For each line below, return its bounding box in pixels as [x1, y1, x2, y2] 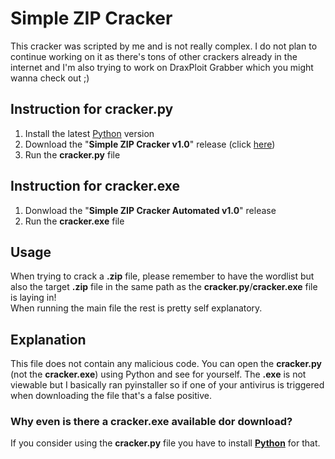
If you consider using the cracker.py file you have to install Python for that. [10, 437, 321, 449]
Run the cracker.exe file [24, 215, 125, 227]
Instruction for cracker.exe [10, 178, 181, 195]
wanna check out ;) [10, 72, 90, 84]
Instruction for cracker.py [10, 101, 174, 118]
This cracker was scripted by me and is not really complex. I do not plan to [10, 40, 318, 52]
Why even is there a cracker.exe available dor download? [10, 415, 293, 429]
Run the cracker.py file [24, 148, 121, 161]
